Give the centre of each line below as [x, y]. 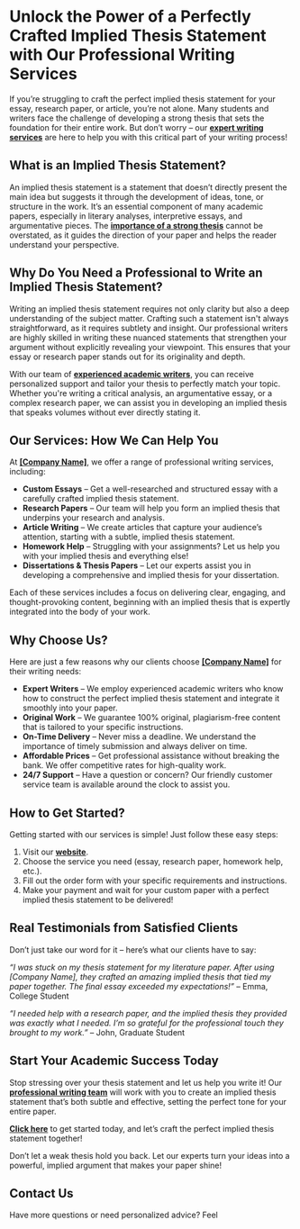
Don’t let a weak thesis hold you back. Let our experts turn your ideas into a [150, 1155]
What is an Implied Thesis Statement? [118, 165]
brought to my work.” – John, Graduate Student [97, 1032]
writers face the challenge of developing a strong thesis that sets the [137, 118]
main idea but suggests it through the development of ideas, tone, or [136, 196]
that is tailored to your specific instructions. [103, 727]
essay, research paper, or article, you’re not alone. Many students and [139, 108]
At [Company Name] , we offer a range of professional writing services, [141, 462]
